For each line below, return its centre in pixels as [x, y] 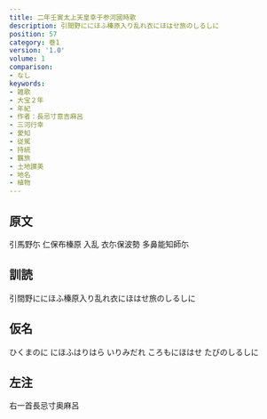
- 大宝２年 [27, 100]
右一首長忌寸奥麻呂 [44, 406]
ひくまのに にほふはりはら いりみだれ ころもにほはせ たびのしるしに [134, 351]
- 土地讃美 [27, 166]
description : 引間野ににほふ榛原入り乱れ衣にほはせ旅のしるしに [114, 26]
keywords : [27, 84]
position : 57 [33, 34]
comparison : [31, 68]
